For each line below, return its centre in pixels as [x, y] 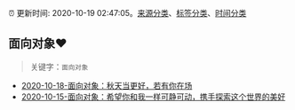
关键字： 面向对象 [59, 67]
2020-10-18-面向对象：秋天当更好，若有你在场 [107, 85]
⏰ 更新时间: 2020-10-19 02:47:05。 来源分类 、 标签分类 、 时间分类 [128, 13]
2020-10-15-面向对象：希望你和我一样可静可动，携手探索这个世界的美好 [153, 97]
